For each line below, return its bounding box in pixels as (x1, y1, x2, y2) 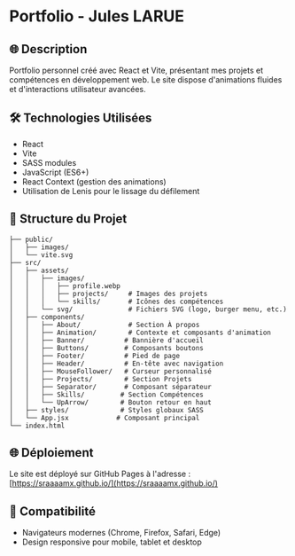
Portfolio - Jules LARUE (9, 6, 184, 27)
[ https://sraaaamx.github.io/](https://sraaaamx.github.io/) (9, 478, 219, 489)
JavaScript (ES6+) (21, 167, 89, 177)
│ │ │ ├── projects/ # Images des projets (9, 289, 208, 298)
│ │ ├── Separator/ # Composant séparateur (9, 382, 213, 391)
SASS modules (21, 157, 77, 168)
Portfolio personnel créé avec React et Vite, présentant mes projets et (9, 65, 264, 75)
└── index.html (9, 421, 66, 430)
